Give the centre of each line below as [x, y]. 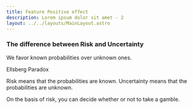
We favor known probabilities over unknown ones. [69, 58]
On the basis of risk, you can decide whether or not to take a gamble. [93, 99]
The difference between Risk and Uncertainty [75, 44]
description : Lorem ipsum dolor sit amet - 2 [65, 18]
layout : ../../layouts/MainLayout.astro [58, 23]
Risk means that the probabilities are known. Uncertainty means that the [97, 81]
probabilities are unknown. [40, 87]
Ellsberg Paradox [28, 69]
